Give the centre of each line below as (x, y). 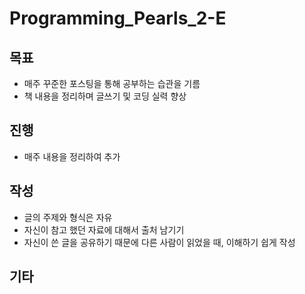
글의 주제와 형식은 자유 (68, 217)
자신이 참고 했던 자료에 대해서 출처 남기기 (104, 229)
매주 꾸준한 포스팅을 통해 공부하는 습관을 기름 (112, 83)
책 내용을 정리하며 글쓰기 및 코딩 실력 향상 (105, 96)
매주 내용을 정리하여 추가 (72, 156)
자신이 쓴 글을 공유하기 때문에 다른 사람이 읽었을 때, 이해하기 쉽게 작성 (159, 242)
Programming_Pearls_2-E (118, 18)
